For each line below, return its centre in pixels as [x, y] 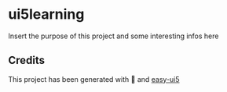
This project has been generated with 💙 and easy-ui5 [94, 79]
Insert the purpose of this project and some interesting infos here [113, 36]
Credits [27, 60]
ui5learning [46, 14]
